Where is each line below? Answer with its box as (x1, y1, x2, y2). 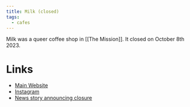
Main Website (14, 82, 48, 89)
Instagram (14, 88, 40, 95)
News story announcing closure (14, 95, 93, 102)
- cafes (11, 19, 31, 25)
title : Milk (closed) (6, 8, 60, 15)
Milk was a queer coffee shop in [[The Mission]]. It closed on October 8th (6, 36, 185, 43)
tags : (6, 14, 19, 20)
